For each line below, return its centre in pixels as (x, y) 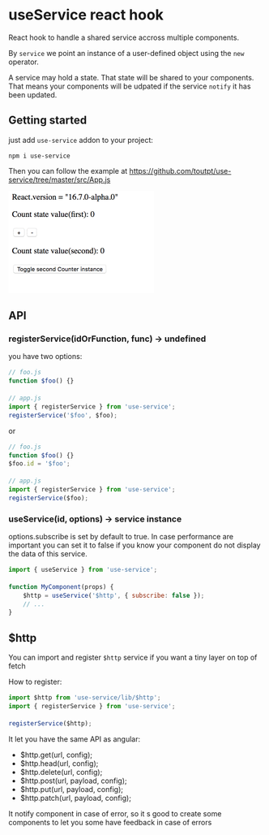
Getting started (48, 121)
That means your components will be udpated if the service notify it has (130, 86)
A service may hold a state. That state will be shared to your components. (131, 77)
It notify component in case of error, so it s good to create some (115, 813)
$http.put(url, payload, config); (72, 789)
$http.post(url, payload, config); (73, 781)
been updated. (33, 94)
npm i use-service (39, 156)
